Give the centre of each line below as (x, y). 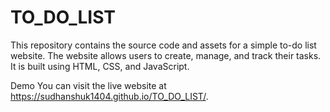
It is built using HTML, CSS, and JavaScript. (100, 66)
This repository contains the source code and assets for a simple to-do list (163, 45)
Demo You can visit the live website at (88, 85)
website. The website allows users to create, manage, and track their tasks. (166, 55)
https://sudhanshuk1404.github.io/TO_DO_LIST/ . (109, 96)
